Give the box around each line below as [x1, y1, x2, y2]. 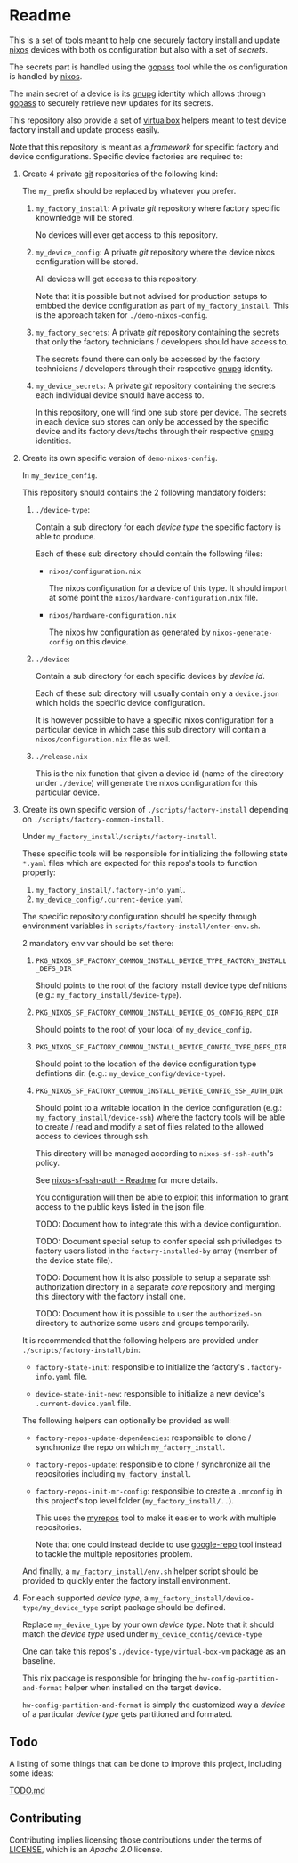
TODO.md [9, 1785, 46, 1795]
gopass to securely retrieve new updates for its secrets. [9, 97, 213, 108]
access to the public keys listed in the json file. [35, 1201, 207, 1211]
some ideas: [9, 1768, 54, 1778]
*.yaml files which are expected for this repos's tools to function [21, 857, 258, 868]
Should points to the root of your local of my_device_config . [35, 1024, 253, 1034]
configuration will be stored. [35, 255, 139, 267]
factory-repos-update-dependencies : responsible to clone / [35, 1432, 252, 1443]
